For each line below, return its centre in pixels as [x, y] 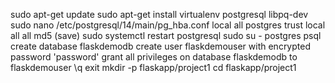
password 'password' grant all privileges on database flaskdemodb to [154, 57]
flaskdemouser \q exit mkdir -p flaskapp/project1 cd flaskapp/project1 [153, 67]
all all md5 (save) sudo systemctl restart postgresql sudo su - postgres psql [166, 35]
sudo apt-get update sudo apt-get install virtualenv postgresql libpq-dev [159, 14]
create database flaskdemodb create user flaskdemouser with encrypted [160, 46]
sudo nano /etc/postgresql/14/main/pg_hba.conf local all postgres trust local [168, 25]
